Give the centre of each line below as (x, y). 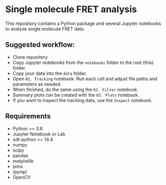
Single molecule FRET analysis (71, 9)
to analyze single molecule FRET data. (45, 28)
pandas (21, 156)
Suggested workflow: (40, 45)
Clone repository (30, 57)
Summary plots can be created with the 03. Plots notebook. (76, 95)
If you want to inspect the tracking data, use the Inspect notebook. (82, 100)
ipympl (20, 172)
